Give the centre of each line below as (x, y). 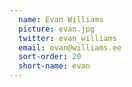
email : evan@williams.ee (70, 47)
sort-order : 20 (50, 57)
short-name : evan (54, 66)
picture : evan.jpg (57, 29)
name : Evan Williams (61, 19)
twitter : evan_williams (67, 38)
